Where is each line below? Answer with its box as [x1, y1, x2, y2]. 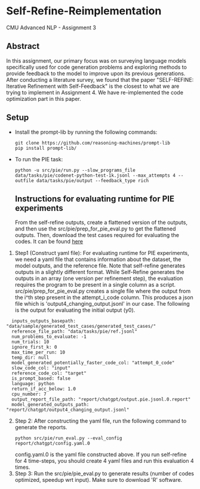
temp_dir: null [11, 355, 50, 361]
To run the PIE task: [14, 155, 63, 162]
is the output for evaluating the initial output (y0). [14, 306, 136, 314]
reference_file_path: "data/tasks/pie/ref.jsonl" [11, 328, 137, 335]
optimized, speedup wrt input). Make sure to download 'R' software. [14, 476, 183, 484]
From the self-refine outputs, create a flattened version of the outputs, [14, 219, 188, 226]
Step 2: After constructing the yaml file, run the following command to [14, 417, 187, 425]
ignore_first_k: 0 [11, 345, 58, 350]
